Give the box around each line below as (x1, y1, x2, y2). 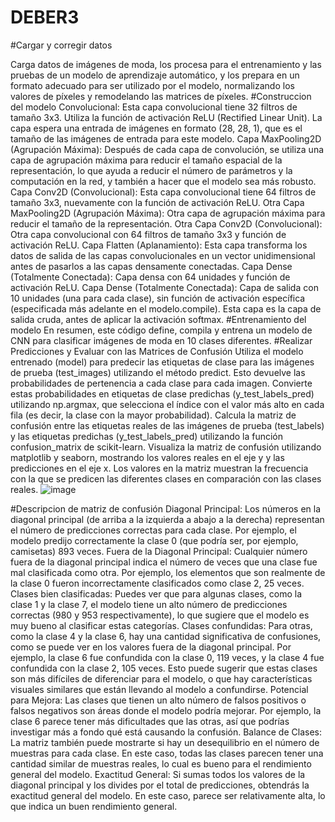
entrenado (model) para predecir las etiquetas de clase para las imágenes (10, 356, 315, 368)
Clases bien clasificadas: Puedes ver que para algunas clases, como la (10, 587, 303, 600)
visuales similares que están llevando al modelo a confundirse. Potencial (10, 683, 309, 695)
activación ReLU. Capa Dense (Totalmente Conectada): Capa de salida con (10, 281, 319, 293)
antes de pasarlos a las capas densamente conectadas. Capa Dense (10, 260, 293, 272)
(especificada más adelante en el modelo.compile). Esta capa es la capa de (10, 302, 322, 315)
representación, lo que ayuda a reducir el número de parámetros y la (10, 164, 293, 176)
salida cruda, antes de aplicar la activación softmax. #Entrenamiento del (10, 313, 307, 325)
